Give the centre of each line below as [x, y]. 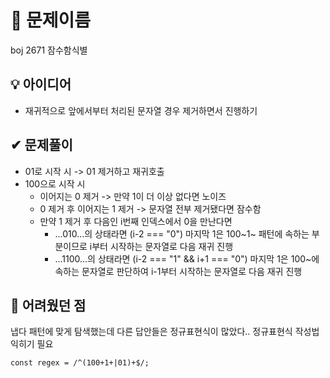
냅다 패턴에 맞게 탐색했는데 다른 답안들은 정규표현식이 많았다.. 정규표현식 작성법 [165, 332]
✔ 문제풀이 [41, 145]
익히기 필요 [32, 344]
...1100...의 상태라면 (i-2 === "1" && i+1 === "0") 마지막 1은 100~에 [187, 258]
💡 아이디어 [41, 84]
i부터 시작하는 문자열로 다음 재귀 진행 [161, 246]
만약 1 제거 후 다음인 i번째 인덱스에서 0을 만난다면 [136, 221]
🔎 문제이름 [51, 20]
